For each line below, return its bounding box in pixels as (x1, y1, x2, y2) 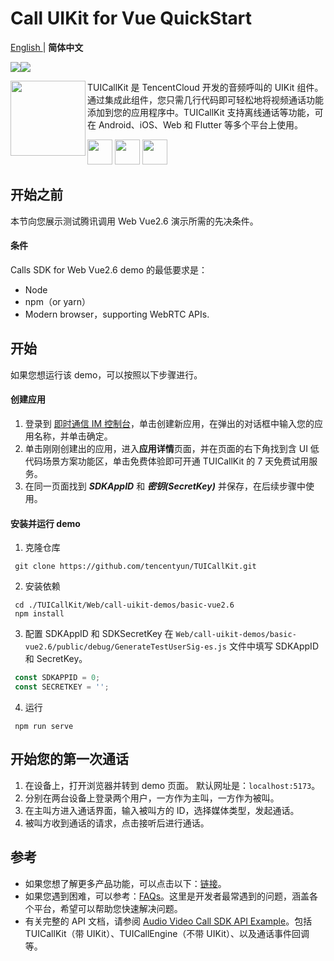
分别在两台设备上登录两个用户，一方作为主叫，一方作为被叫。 (24, 792, 280, 804)
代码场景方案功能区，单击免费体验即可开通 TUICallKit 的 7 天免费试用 (24, 455, 310, 467)
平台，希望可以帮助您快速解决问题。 (33, 902, 183, 914)
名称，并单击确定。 (33, 430, 113, 442)
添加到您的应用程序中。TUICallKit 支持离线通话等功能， (87, 106, 315, 118)
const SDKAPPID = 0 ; (14, 673, 101, 683)
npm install (14, 609, 65, 619)
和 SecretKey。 (24, 653, 88, 665)
